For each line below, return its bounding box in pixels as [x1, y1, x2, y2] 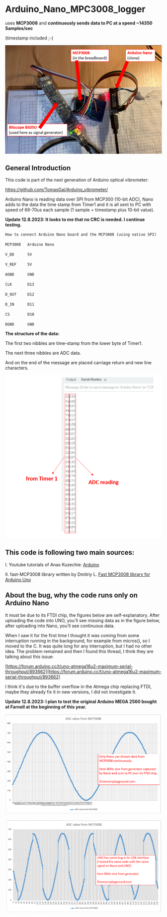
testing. [5, 222, 22, 228]
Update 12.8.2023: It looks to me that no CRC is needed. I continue [5, 217, 145, 223]
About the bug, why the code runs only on [5, 591, 138, 600]
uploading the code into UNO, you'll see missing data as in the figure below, [5, 617, 161, 623]
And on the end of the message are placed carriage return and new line [5, 360, 152, 366]
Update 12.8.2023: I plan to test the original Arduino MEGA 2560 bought [5, 698, 157, 704]
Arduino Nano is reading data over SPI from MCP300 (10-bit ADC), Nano [5, 196, 154, 203]
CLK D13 [5, 282, 35, 287]
